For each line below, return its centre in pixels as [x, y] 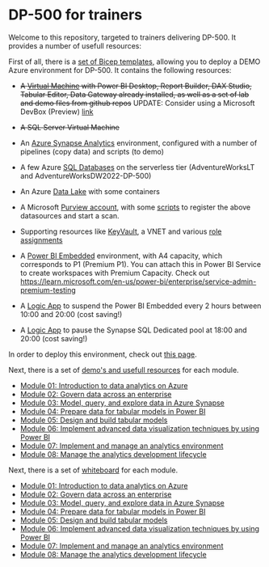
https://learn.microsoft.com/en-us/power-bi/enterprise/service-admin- [138, 281]
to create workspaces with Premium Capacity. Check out [115, 273]
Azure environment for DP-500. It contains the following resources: [120, 70]
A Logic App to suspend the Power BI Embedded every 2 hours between [141, 306]
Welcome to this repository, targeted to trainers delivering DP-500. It [122, 37]
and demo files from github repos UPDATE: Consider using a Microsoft [137, 103]
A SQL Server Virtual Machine [69, 127]
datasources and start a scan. [69, 215]
